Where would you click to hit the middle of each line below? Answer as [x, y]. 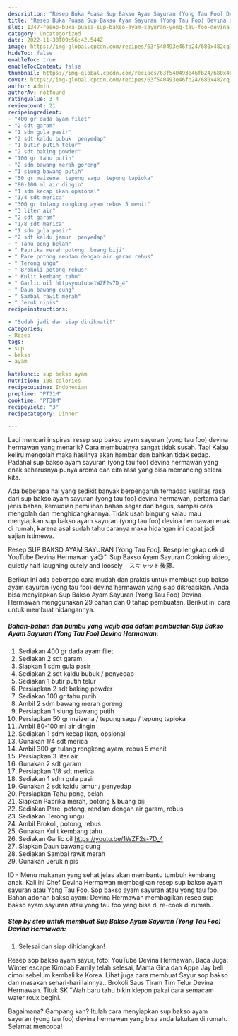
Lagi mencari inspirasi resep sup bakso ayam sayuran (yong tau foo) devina [118, 440]
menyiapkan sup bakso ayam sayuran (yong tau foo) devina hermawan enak [119, 521]
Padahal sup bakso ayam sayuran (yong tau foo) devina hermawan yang [113, 463]
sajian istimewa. [31, 536]
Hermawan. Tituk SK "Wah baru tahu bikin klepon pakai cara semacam [111, 990]
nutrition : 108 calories [44, 381]
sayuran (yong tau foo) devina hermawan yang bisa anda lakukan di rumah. [118, 1019]
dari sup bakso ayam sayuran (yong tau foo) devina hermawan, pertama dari [119, 499]
